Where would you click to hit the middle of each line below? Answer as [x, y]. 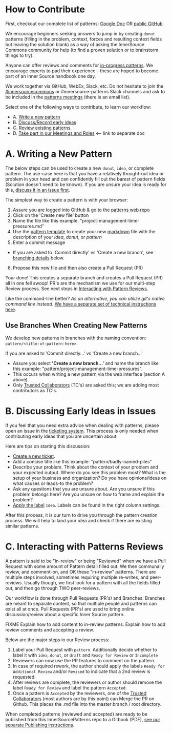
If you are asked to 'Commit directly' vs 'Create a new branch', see [83, 252]
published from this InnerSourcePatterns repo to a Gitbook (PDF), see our [83, 719]
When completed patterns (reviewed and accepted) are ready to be [76, 714]
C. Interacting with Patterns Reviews [84, 546]
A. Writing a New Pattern [59, 154]
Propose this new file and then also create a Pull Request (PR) [78, 268]
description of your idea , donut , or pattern [57, 237]
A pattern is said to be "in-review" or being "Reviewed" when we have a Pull [86, 561]
